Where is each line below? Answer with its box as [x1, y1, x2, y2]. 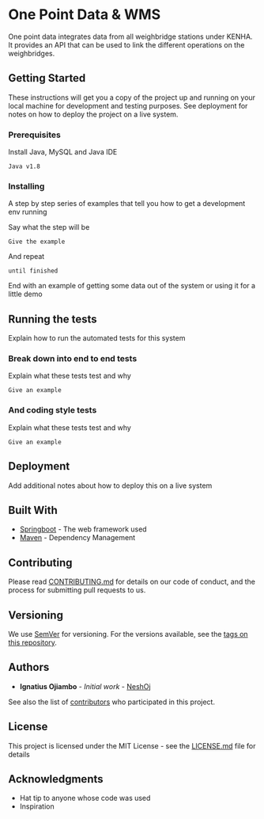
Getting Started [8, 71, 86, 85]
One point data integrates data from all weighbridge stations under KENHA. [8, 32, 253, 41]
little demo [8, 289, 43, 299]
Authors [8, 661, 50, 674]
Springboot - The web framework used [19, 524, 148, 534]
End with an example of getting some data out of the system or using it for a [8, 281, 255, 291]
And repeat [8, 252, 45, 261]
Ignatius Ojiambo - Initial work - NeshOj [19, 681, 152, 691]
